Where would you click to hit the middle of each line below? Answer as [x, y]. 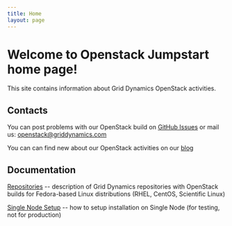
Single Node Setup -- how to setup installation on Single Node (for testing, [114, 208]
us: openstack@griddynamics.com [57, 135]
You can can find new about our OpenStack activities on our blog [100, 148]
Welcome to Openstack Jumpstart [108, 55]
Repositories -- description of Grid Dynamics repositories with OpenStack [113, 187]
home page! [42, 69]
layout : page [26, 20]
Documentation [42, 170]
